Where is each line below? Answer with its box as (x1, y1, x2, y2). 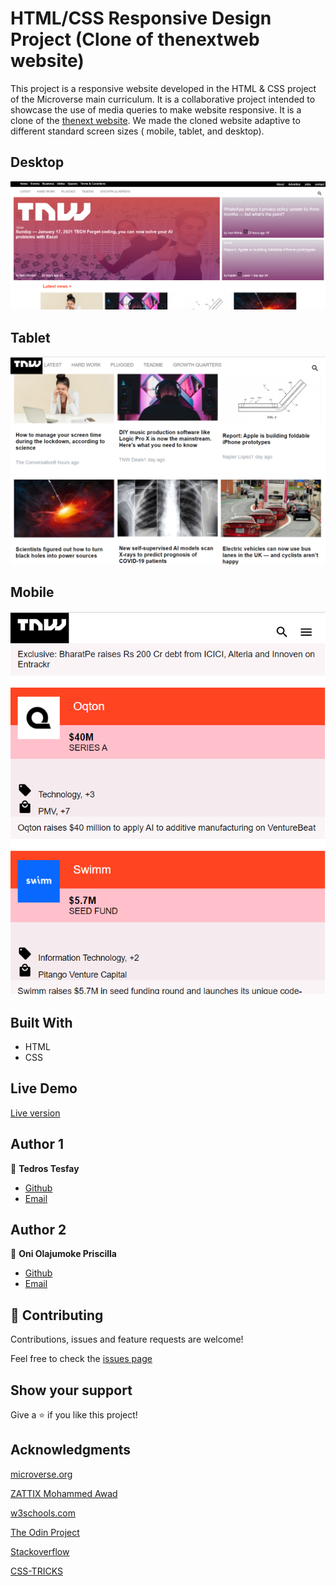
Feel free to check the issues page (10, 1353, 153, 1365)
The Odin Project (10, 1526, 80, 1538)
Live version (10, 1107, 61, 1119)
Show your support (10, 1382, 133, 1399)
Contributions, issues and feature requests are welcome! (10, 1333, 244, 1346)
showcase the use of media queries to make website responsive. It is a (10, 103, 302, 116)
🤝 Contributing (10, 1307, 104, 1324)
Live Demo (10, 1080, 78, 1097)
